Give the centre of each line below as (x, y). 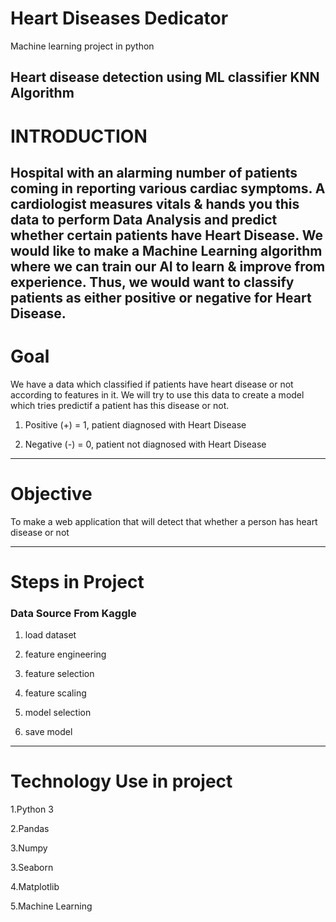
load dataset (50, 635)
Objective (51, 494)
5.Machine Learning (51, 906)
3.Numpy (29, 848)
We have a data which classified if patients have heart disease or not (152, 384)
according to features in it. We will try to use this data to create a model (157, 394)
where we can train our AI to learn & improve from (168, 266)
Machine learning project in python (82, 46)
